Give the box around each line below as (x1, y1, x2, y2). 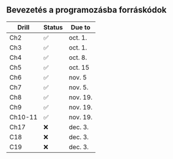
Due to (70, 23, 90, 31)
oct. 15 (68, 63, 90, 72)
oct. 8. (68, 53, 87, 62)
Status (43, 23, 63, 31)
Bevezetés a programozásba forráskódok (6, 5, 167, 15)
